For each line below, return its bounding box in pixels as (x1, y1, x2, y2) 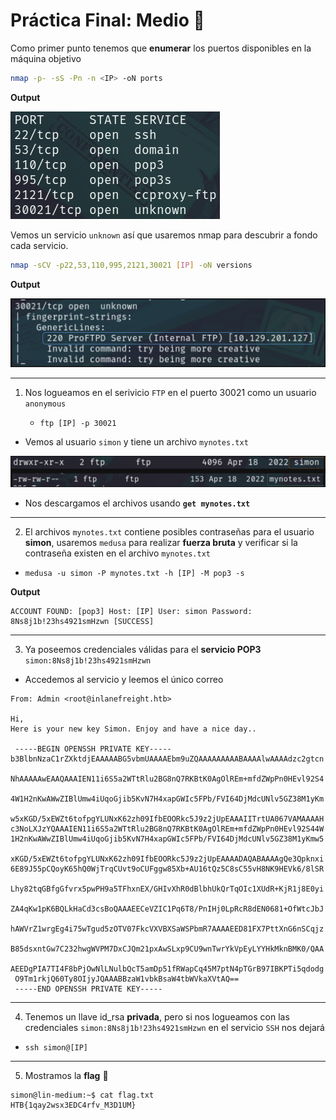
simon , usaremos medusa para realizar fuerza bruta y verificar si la (24, 536, 298, 548)
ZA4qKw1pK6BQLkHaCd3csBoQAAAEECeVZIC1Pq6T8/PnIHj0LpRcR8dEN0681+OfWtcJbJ (10, 904, 325, 914)
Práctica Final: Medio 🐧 (10, 9, 205, 32)
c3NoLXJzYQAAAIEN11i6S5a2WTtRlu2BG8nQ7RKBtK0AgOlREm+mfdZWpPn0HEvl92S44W (10, 824, 325, 834)
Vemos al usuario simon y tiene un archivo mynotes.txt (24, 436, 249, 448)
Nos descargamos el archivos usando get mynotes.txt (24, 497, 251, 509)
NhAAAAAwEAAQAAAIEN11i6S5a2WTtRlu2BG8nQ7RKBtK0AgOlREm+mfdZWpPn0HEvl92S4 (10, 774, 325, 784)
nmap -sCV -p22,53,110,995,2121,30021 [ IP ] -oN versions (10, 260, 253, 270)
